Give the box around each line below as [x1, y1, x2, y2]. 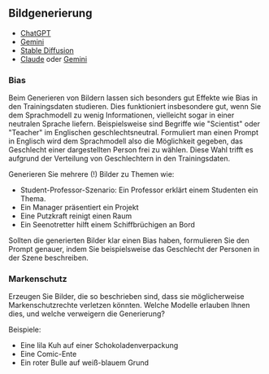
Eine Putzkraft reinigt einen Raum [20, 211, 132, 221]
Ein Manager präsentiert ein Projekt [20, 203, 140, 213]
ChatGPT [20, 28, 51, 37]
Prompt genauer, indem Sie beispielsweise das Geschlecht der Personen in [8, 244, 260, 254]
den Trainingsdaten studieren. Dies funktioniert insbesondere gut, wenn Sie [8, 102, 262, 112]
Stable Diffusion [20, 45, 75, 55]
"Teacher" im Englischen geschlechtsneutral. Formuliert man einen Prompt [8, 128, 258, 138]
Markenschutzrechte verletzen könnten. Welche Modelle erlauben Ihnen [8, 301, 250, 310]
